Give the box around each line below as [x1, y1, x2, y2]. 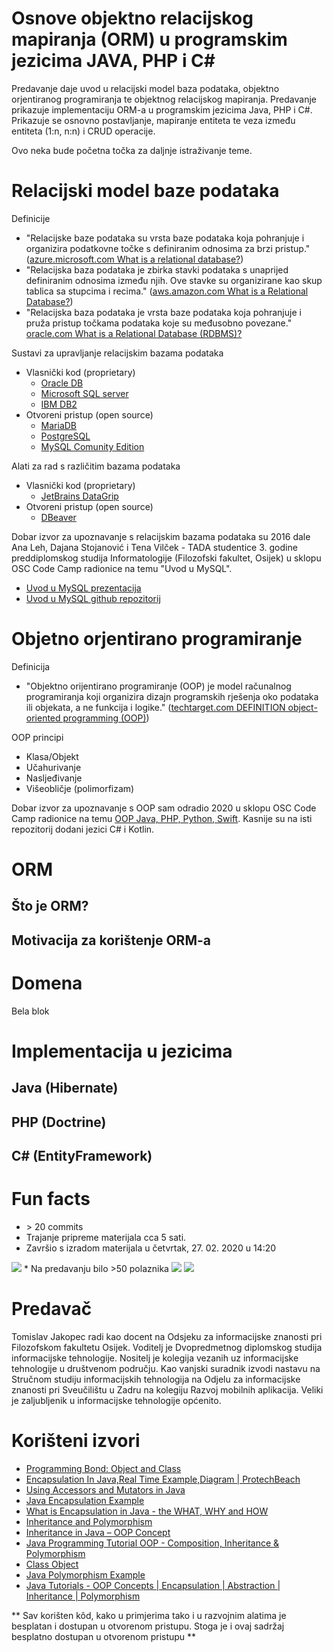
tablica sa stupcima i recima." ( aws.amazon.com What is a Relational [25, 285, 309, 297]
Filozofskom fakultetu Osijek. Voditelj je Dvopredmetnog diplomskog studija [11, 1341, 323, 1353]
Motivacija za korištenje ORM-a [11, 932, 211, 949]
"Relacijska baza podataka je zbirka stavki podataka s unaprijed [25, 263, 289, 276]
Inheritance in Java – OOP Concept [25, 1526, 171, 1538]
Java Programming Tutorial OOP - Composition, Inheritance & [25, 1537, 280, 1549]
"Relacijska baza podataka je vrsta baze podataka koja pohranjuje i [25, 306, 302, 318]
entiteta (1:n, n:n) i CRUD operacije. [11, 125, 156, 137]
